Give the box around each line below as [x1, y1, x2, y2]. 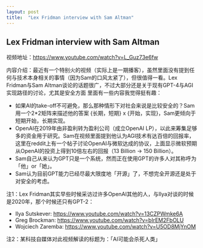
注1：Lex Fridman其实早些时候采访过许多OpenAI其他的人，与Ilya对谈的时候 [6, 191, 194, 198]
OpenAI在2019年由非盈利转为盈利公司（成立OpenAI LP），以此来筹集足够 [15, 125, 198, 132]
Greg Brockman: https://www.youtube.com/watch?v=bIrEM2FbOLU [15, 217, 184, 224]
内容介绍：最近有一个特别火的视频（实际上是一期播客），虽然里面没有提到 [6, 67, 190, 74]
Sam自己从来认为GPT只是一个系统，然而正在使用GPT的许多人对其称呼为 [15, 155, 197, 162]
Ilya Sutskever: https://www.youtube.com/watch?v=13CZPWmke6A [15, 210, 183, 218]
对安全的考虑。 [15, 178, 53, 185]
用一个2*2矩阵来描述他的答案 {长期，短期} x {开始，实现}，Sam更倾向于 [15, 109, 196, 117]
